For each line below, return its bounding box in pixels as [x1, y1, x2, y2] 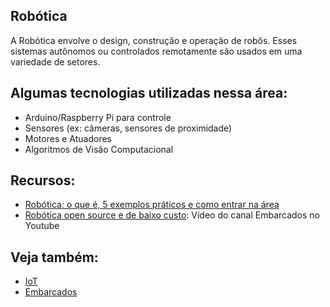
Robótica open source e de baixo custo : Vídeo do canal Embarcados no [24, 209, 321, 221]
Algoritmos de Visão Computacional [24, 143, 174, 155]
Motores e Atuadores [24, 132, 112, 144]
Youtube [24, 220, 60, 232]
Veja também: [10, 249, 99, 266]
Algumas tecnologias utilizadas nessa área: [10, 85, 288, 102]
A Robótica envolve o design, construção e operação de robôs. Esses [10, 34, 298, 46]
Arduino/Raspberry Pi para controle [24, 111, 172, 123]
